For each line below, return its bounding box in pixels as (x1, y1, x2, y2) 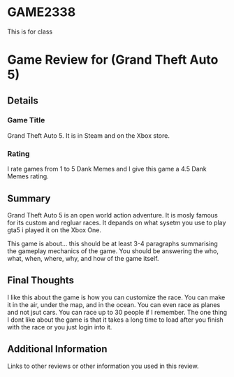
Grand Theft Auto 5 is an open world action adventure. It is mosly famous (7, 211, 218, 219)
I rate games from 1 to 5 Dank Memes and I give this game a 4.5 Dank (7, 165, 207, 173)
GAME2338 (7, 4, 76, 20)
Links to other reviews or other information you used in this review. (7, 362, 199, 370)
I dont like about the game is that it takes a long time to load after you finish (7, 315, 224, 324)
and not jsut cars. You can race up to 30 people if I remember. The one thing (7, 308, 228, 316)
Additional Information (7, 343, 108, 355)
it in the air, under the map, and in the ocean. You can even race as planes (7, 300, 221, 308)
